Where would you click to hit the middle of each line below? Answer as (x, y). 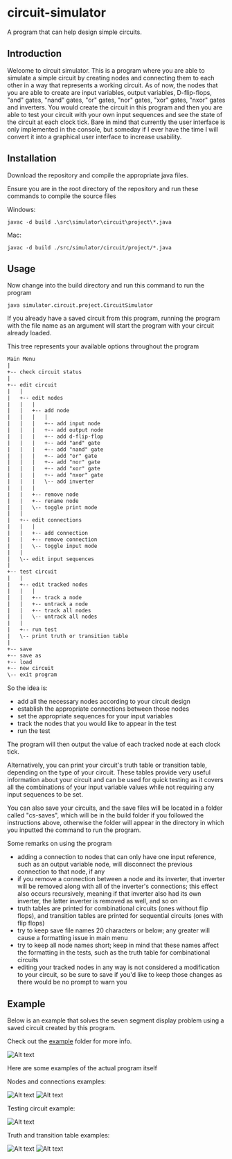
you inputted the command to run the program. (74, 830)
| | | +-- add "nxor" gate (55, 475)
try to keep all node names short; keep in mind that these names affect (118, 945)
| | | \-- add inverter (51, 481)
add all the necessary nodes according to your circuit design (104, 702)
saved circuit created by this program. (61, 1027)
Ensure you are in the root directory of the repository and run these (103, 188)
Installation (32, 158)
